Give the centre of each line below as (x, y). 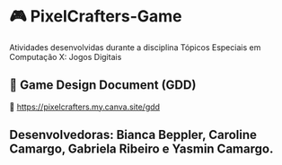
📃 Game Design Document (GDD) (103, 85)
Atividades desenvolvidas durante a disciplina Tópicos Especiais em (135, 47)
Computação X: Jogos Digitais (66, 56)
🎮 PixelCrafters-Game (96, 17)
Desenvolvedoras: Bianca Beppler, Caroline (133, 135)
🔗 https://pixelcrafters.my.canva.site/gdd (84, 107)
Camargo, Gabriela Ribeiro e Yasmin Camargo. (141, 149)
